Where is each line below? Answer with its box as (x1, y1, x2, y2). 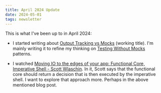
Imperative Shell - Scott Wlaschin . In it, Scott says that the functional (12, 66, 155, 72)
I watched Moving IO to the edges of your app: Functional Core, (12, 61, 145, 67)
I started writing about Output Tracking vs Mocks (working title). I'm (12, 40, 154, 46)
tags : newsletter (5, 17, 42, 22)
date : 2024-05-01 (5, 12, 42, 17)
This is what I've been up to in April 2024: (5, 31, 92, 37)
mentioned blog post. (12, 82, 57, 88)
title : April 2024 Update (5, 7, 60, 13)
